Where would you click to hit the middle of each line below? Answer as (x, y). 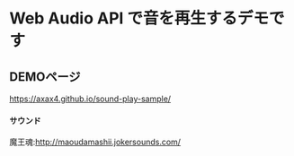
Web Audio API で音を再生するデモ (139, 18)
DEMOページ (45, 77)
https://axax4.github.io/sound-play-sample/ (90, 99)
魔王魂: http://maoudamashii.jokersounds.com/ (95, 142)
